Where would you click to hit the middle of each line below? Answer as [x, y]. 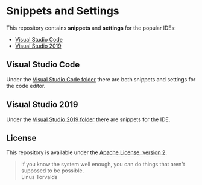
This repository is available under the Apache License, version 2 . [87, 152]
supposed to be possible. [52, 171]
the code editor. [26, 86]
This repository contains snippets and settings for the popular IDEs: [91, 28]
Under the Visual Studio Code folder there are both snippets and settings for [101, 79]
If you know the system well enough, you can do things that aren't [103, 165]
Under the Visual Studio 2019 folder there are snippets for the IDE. [88, 119]
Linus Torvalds [39, 177]
